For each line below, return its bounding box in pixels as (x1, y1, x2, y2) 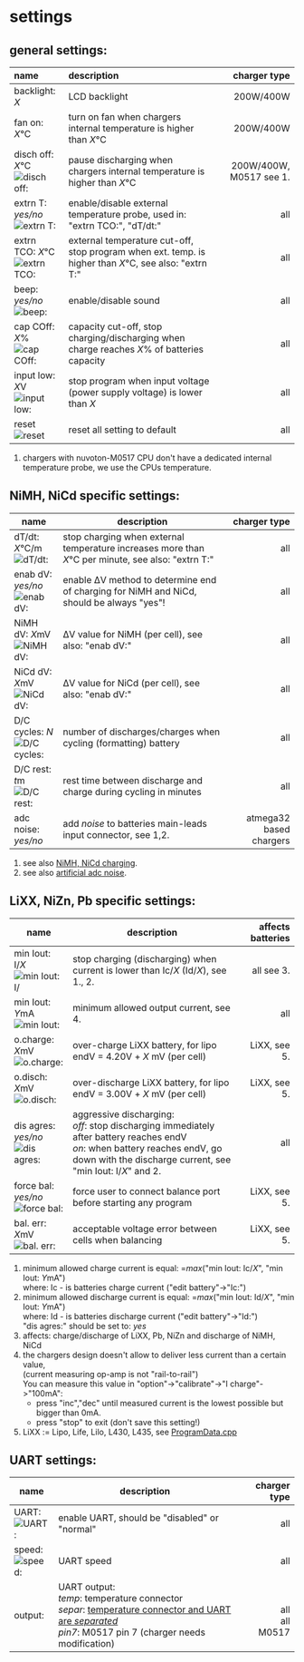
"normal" (58, 1523, 97, 1536)
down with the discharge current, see (71, 1153, 232, 1166)
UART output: (58, 1580, 116, 1593)
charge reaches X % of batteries (68, 343, 204, 355)
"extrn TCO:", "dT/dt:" (68, 219, 162, 232)
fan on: (14, 116, 43, 129)
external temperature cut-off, (68, 234, 195, 247)
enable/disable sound (68, 295, 160, 306)
